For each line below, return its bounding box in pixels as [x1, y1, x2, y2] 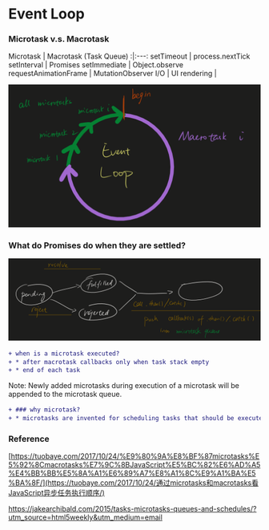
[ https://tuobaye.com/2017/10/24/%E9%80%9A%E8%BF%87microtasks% [8, 451, 256, 461]
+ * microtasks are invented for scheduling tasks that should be [8, 415, 235, 423]
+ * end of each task [8, 366, 81, 374]
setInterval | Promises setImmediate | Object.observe [8, 60, 184, 70]
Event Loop [8, 5, 86, 23]
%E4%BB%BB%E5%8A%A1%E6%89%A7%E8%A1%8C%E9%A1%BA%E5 [8, 468, 256, 478]
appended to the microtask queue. [8, 390, 122, 399]
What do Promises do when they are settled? [8, 240, 187, 251]
